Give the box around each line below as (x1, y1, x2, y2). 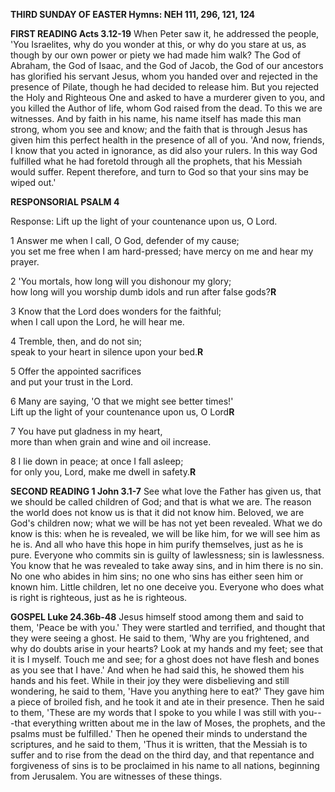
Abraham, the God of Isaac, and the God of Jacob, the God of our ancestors (10, 60, 324, 71)
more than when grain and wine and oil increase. (10, 436, 212, 448)
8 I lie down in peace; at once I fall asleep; (10, 455, 184, 467)
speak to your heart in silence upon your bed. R (10, 346, 204, 358)
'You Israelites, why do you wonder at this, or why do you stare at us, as (10, 39, 307, 50)
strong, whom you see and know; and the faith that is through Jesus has (10, 124, 308, 135)
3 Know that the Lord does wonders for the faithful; (10, 305, 222, 317)
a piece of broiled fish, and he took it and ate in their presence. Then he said (10, 696, 325, 708)
